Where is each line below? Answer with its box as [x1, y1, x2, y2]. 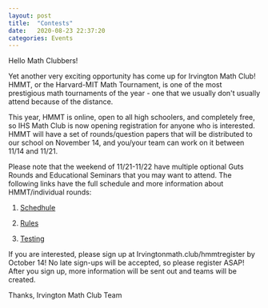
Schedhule [19, 203, 56, 213]
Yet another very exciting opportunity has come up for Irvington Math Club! [8, 71, 256, 81]
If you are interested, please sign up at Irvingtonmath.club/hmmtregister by [8, 250, 256, 259]
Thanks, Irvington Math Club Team [8, 290, 122, 300]
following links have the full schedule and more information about [8, 179, 224, 189]
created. [8, 275, 36, 285]
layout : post [8, 11, 52, 20]
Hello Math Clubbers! [8, 56, 78, 66]
